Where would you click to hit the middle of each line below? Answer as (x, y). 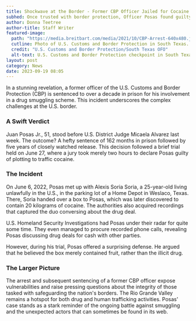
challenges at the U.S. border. (42, 106)
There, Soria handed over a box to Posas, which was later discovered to (92, 199)
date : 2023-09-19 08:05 (35, 71)
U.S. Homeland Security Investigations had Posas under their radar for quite (97, 223)
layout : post (22, 60)
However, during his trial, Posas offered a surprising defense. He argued (93, 246)
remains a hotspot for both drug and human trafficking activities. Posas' (92, 299)
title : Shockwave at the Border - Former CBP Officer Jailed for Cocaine (98, 11)
